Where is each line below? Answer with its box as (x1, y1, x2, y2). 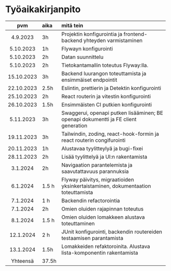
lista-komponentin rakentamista (61, 249, 138, 256)
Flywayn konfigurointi (61, 45, 113, 52)
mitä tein (61, 22, 83, 29)
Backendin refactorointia (61, 197, 121, 204)
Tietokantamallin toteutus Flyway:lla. (61, 62, 149, 69)
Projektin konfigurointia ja (61, 31, 123, 38)
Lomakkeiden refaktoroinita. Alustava (61, 243, 150, 250)
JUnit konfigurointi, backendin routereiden (61, 228, 162, 235)
